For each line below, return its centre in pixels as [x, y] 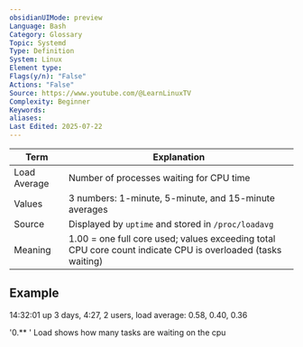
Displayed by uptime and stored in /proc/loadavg [171, 224]
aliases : [26, 118]
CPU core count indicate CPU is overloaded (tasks [175, 250]
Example [34, 293]
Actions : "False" [42, 85]
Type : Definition [42, 51]
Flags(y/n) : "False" [48, 77]
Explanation [179, 157]
